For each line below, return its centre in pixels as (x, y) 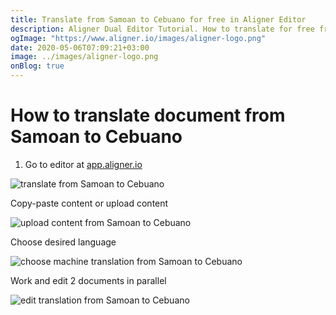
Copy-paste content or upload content (89, 203)
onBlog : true (37, 66)
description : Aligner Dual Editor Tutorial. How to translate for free (162, 29)
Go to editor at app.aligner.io (83, 164)
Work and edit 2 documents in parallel (88, 280)
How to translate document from (148, 115)
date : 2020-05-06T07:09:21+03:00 (80, 47)
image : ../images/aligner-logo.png (84, 57)
